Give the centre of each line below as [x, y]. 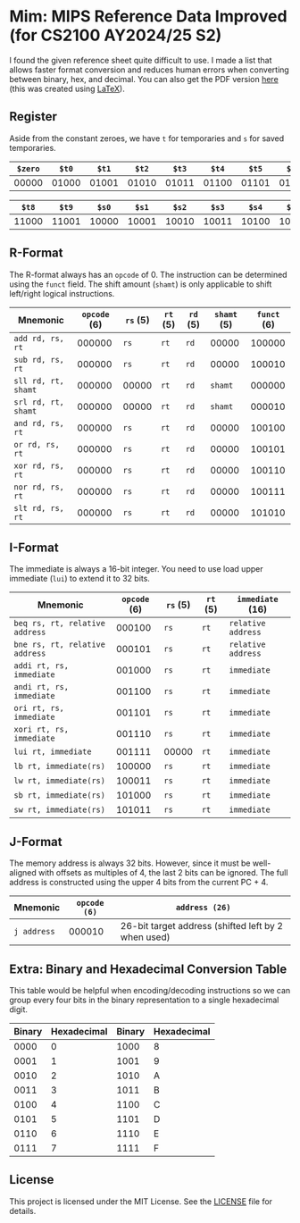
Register [33, 117]
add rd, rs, [39, 338]
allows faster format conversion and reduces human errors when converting [150, 70]
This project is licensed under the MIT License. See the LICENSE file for [141, 1201]
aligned [23, 873]
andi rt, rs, [42, 687]
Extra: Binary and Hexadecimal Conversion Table [148, 969]
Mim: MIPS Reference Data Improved [148, 17]
